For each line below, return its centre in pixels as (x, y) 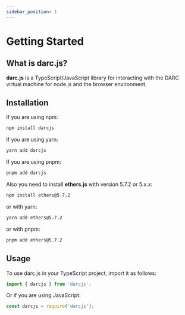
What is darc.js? (37, 63)
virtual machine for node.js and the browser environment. (76, 84)
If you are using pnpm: (34, 162)
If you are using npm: (32, 117)
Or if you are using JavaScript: (43, 295)
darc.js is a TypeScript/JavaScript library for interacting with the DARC (93, 78)
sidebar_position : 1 (32, 12)
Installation (27, 103)
